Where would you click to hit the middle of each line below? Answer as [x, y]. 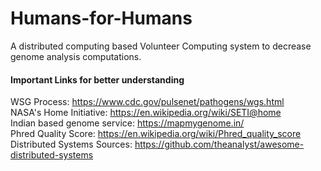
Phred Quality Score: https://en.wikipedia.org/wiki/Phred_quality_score [156, 134]
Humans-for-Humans [101, 18]
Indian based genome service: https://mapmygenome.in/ [127, 123]
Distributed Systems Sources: [71, 144]
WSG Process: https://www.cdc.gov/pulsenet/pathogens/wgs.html [147, 102]
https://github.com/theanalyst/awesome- [219, 144]
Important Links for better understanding [97, 79]
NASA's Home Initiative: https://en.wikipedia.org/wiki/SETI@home [146, 113]
